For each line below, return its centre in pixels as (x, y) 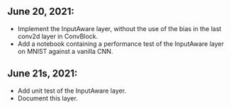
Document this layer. (47, 98)
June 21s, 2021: (43, 74)
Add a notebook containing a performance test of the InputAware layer (121, 44)
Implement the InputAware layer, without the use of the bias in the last (119, 28)
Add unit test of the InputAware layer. (72, 91)
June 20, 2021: (41, 12)
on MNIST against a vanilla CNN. (65, 51)
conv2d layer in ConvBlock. (58, 36)
